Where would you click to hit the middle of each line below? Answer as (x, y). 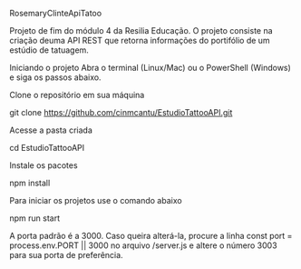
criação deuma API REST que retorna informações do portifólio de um (140, 40)
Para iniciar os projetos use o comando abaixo (96, 200)
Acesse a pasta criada (51, 130)
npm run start (35, 218)
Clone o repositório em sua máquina (77, 95)
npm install (30, 183)
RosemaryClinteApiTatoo (56, 13)
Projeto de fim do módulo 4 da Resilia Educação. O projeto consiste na (141, 30)
